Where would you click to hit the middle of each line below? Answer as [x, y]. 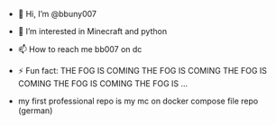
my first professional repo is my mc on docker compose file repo [138, 101]
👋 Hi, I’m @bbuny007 [57, 14]
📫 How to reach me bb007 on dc [80, 49]
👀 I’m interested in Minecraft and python [92, 31]
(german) [35, 111]
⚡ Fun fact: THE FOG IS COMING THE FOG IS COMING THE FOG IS [143, 71]
